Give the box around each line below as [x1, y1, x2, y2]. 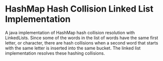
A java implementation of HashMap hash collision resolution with [5, 30, 135, 35]
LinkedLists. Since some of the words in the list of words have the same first [5, 35, 159, 41]
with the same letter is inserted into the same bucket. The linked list [5, 45, 141, 51]
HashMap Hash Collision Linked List [5, 3, 154, 15]
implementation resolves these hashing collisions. [5, 50, 105, 56]
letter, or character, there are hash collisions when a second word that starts [5, 40, 159, 46]
